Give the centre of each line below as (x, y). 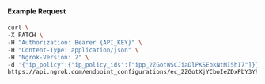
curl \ (18, 28)
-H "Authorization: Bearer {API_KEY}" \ (75, 42)
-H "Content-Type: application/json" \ (73, 50)
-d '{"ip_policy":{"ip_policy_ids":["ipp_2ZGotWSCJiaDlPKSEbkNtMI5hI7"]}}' (135, 65)
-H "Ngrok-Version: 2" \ (48, 57)
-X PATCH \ (25, 36)
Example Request (37, 11)
